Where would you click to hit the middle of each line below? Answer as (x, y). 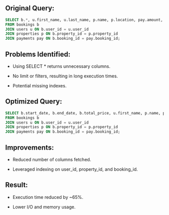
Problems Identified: (38, 54)
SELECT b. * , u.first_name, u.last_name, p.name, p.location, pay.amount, (84, 20)
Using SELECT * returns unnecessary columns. (61, 66)
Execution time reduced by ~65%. (48, 197)
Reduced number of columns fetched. (52, 159)
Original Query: (30, 8)
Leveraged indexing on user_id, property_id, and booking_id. (75, 169)
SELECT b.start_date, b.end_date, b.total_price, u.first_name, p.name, (83, 113)
